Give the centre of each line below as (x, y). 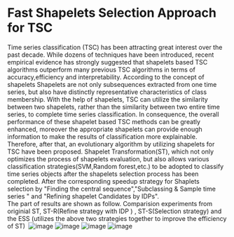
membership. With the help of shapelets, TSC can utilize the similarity (108, 99)
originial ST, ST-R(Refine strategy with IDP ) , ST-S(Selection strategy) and (115, 211)
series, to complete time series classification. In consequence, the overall (113, 114)
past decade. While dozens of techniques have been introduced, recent (111, 55)
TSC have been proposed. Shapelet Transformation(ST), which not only (111, 151)
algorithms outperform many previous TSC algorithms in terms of (102, 69)
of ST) (16, 226)
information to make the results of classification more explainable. (102, 136)
